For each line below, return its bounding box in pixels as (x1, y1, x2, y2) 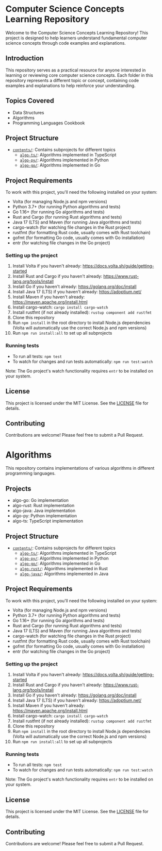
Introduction (5, 54, 44, 63)
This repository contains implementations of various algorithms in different (5, 465, 155, 471)
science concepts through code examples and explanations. (5, 40, 126, 46)
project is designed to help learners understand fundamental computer (5, 35, 147, 41)
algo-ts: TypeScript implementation (12, 518, 83, 524)
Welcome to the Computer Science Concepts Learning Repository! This (5, 30, 148, 35)
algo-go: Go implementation (12, 497, 69, 503)
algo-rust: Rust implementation (12, 503, 75, 509)
